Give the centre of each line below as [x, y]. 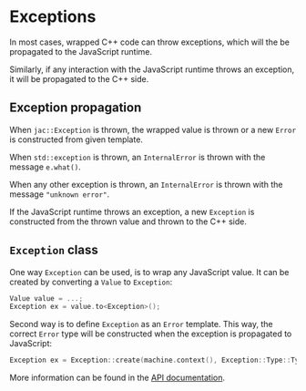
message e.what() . [46, 167]
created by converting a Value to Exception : [91, 282]
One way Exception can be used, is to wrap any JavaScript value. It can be [149, 272]
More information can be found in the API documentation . [117, 378]
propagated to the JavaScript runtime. [81, 51]
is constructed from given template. [76, 139]
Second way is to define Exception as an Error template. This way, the [141, 324]
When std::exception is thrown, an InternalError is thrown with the [138, 157]
